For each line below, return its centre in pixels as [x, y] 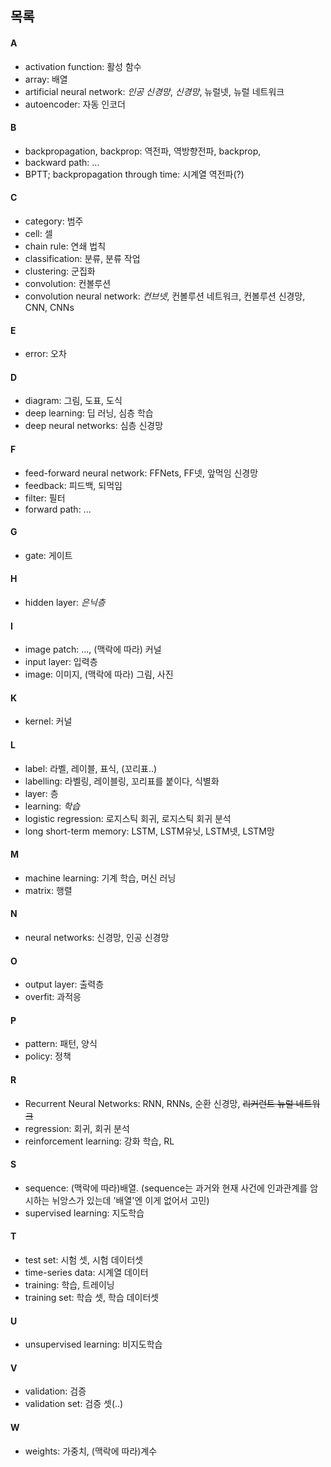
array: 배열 [46, 79]
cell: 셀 [38, 233]
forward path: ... [58, 509]
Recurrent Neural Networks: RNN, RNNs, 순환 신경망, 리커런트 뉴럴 [159, 1103]
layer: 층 [41, 793]
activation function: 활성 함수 [83, 66]
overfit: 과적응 [53, 997]
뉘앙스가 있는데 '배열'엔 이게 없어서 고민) [130, 1200]
